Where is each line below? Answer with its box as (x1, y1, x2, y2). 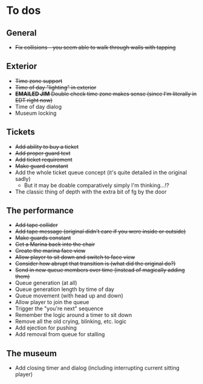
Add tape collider (14, 221, 59, 229)
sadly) (14, 175, 31, 182)
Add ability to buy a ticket (14, 143, 79, 150)
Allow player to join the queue (14, 299, 89, 306)
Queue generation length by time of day (14, 285, 115, 293)
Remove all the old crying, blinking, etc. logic (14, 318, 127, 325)
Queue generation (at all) (14, 279, 77, 287)
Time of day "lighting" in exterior (14, 83, 97, 91)
